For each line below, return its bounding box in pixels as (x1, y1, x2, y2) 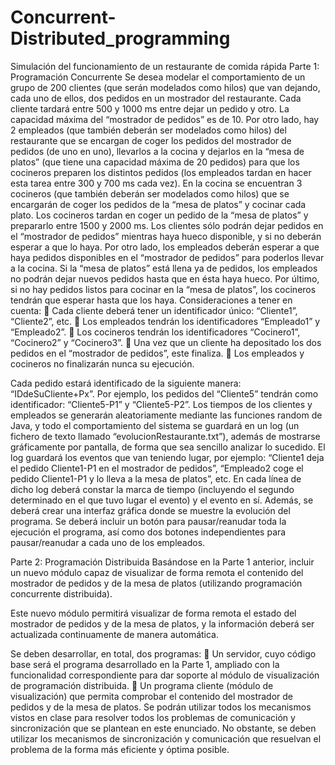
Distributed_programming (10, 27, 231, 50)
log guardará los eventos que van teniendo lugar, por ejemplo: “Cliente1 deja (10, 451, 325, 463)
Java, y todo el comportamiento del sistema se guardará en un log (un (10, 419, 300, 431)
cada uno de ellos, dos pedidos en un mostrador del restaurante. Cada (10, 92, 302, 104)
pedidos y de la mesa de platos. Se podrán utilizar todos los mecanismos (10, 701, 312, 713)
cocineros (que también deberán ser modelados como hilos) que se (10, 187, 290, 200)
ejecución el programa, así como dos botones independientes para (10, 526, 287, 538)
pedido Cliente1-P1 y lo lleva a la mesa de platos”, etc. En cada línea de (10, 472, 302, 485)
